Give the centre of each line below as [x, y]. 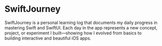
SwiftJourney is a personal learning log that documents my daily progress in [81, 23]
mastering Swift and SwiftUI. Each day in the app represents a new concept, [81, 27]
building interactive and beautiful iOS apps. [48, 38]
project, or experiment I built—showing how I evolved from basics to [73, 33]
